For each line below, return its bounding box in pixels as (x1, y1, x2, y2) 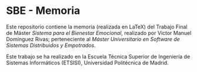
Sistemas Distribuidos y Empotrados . (6, 42, 96, 49)
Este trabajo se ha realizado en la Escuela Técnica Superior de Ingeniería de (6, 53, 191, 60)
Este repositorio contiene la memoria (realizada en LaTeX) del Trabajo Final (6, 23, 188, 30)
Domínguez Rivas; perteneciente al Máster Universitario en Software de (6, 35, 181, 42)
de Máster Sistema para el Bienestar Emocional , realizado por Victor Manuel (6, 29, 192, 36)
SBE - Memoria (6, 4, 81, 17)
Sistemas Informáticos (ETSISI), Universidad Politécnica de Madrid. (6, 59, 169, 66)
